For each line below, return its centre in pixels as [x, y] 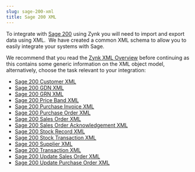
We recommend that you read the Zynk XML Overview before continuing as [98, 58]
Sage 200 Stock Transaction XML [55, 137]
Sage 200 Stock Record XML [50, 131]
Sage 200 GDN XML [39, 87]
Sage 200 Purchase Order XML [53, 113]
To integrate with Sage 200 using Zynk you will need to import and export [95, 33]
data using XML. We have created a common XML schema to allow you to [96, 40]
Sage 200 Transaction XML [48, 150]
